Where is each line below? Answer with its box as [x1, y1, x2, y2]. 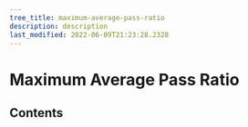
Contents [9, 105, 64, 121]
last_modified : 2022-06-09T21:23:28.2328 [9, 30, 170, 39]
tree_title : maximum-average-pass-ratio [9, 13, 166, 23]
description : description [9, 22, 108, 31]
